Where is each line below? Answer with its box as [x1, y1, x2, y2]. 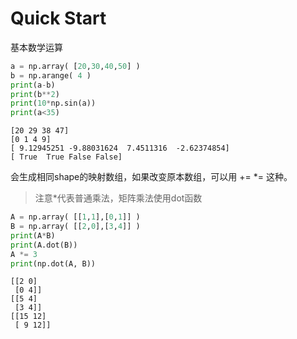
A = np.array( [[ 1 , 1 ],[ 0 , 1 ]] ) [10, 212, 141, 222]
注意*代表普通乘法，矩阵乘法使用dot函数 [34, 192, 203, 204]
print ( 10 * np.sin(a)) [10, 98, 97, 109]
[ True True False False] [10, 152, 123, 162]
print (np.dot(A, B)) [10, 258, 97, 269]
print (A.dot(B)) [10, 240, 78, 250]
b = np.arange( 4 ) [10, 70, 92, 81]
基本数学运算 [10, 41, 63, 53]
